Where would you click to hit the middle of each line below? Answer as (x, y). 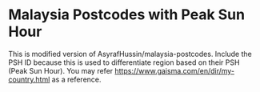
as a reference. (76, 79)
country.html (29, 79)
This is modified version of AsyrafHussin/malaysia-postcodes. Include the (130, 54)
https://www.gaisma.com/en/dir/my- (174, 70)
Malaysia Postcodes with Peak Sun (127, 15)
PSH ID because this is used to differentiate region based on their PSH (124, 62)
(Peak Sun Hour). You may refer (61, 70)
